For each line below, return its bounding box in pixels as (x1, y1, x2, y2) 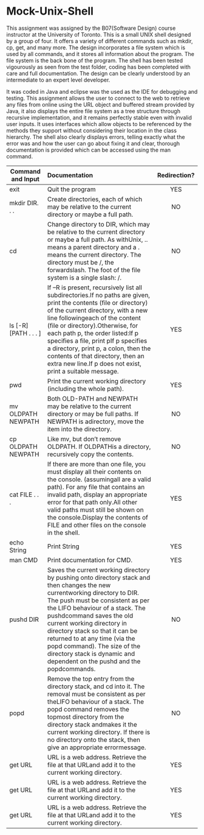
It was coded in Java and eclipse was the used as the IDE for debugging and (6, 88, 198, 95)
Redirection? (157, 171, 195, 179)
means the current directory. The (47, 250, 141, 259)
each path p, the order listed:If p (47, 329, 138, 337)
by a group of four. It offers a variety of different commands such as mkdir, (6, 37, 193, 44)
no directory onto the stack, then (47, 735, 141, 744)
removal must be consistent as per (47, 689, 146, 698)
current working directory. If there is (47, 728, 151, 736)
